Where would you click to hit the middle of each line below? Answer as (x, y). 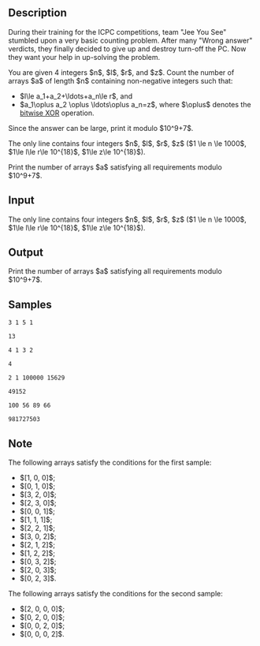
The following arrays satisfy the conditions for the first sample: (110, 463)
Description (37, 13)
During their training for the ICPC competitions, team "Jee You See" (117, 32)
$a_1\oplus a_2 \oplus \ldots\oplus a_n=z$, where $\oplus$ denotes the (135, 104)
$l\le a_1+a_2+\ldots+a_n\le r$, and (76, 96)
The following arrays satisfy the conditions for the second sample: (115, 594)
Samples (30, 304)
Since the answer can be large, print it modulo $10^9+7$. (101, 128)
